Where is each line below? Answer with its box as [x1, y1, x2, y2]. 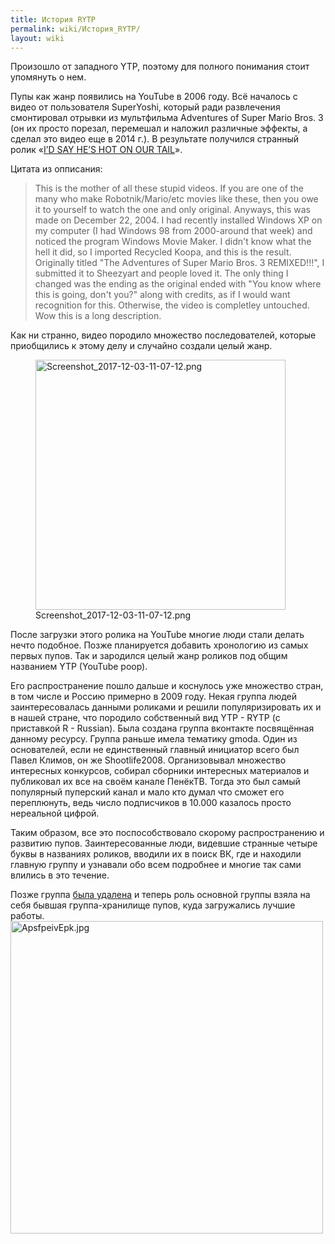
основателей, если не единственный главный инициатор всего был [10, 744, 300, 756]
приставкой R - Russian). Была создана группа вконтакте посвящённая [10, 722, 315, 735]
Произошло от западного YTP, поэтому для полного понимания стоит [10, 61, 310, 73]
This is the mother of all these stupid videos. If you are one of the [34, 182, 304, 195]
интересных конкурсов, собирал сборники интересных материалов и [10, 765, 310, 777]
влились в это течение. [10, 869, 110, 881]
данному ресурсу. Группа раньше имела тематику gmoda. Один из [10, 733, 298, 745]
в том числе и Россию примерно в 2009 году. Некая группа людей [10, 691, 298, 703]
